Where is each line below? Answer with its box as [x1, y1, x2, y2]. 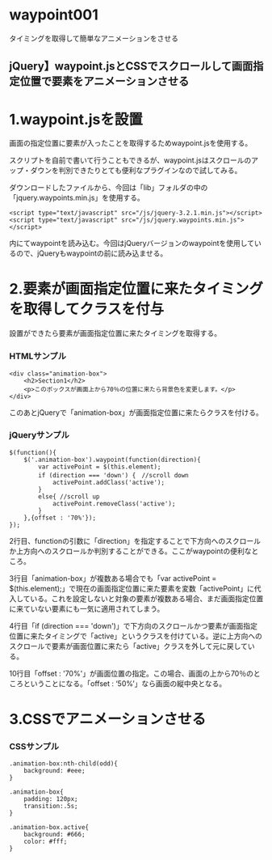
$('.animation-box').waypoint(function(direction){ [23, 455, 201, 464]
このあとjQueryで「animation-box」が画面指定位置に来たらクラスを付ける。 [9, 407, 263, 417]
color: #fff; [23, 837, 68, 846]
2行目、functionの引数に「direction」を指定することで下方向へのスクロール [9, 536, 262, 545]
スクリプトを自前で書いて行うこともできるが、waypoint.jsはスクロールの [9, 155, 252, 165]
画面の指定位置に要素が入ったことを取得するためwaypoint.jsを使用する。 [9, 138, 253, 148]
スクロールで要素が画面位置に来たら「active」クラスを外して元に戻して [9, 641, 249, 650]
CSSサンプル [9, 740, 60, 752]
